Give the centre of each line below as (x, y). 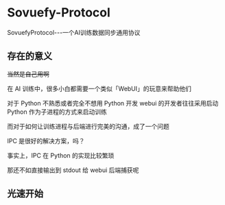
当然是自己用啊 (28, 74)
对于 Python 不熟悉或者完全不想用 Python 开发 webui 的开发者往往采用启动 (113, 103)
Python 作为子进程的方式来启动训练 (57, 112)
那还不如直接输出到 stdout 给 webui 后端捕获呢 (73, 170)
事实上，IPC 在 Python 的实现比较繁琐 (61, 155)
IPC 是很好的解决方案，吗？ (46, 141)
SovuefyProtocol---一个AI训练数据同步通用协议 (74, 32)
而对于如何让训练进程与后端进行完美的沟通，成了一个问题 (88, 126)
